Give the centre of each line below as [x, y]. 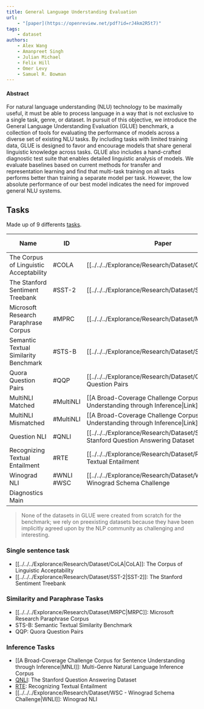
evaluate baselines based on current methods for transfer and [84, 165]
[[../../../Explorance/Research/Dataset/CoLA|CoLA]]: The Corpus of [99, 564]
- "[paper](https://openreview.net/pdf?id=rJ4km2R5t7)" [90, 23]
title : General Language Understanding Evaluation [72, 12]
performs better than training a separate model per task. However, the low [99, 178]
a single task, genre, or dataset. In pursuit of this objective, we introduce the [102, 120]
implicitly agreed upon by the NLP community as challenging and [102, 529]
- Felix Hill [34, 63]
